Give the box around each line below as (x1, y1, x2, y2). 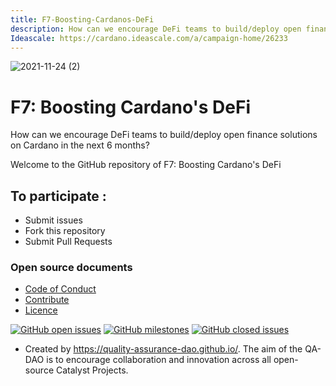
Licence (24, 304, 58, 316)
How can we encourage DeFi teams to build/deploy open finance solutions (10, 129, 318, 141)
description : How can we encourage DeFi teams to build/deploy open (10, 24, 302, 34)
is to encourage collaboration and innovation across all (46, 354, 272, 366)
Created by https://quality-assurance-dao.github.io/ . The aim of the (24, 343, 303, 355)
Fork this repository (24, 225, 106, 237)
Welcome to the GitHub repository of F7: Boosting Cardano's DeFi (10, 159, 282, 171)
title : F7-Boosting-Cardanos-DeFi (10, 14, 155, 25)
